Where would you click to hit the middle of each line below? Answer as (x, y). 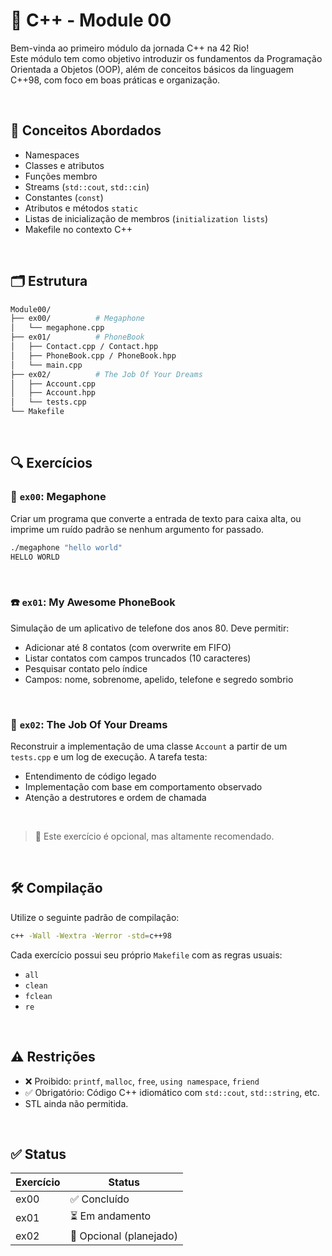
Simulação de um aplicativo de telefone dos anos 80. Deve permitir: (150, 628)
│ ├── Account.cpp (53, 384)
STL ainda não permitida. (76, 1103)
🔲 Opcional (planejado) (123, 1236)
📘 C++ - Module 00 (91, 20)
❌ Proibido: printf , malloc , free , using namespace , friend (142, 1081)
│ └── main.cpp (46, 365)
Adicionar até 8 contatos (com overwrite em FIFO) (128, 647)
